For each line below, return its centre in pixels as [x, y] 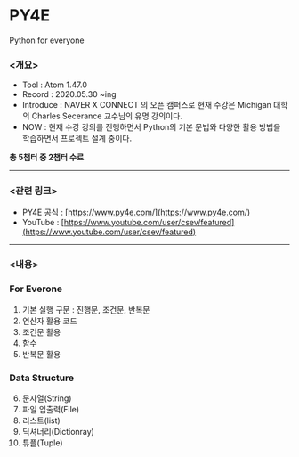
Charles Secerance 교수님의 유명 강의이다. [107, 116]
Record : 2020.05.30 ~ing [69, 94]
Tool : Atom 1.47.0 [54, 85]
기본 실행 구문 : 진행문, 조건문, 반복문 [86, 309]
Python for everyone [47, 40]
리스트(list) [41, 420]
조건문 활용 [41, 331]
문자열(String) [47, 398]
